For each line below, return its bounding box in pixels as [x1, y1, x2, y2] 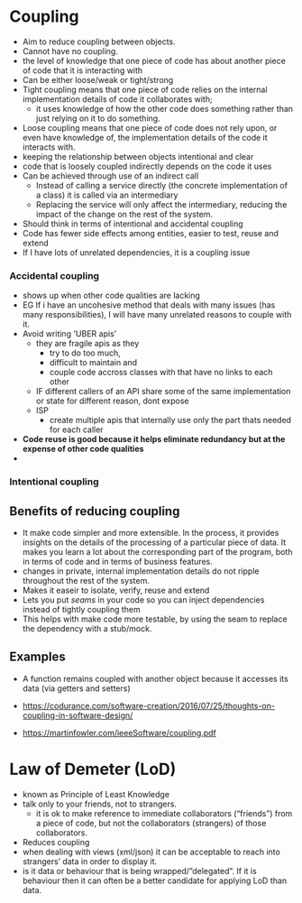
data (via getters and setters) [22, 683, 131, 694]
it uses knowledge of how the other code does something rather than [35, 103, 294, 114]
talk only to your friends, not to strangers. [22, 798, 178, 809]
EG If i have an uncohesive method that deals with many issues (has [22, 299, 276, 310]
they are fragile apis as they [35, 338, 140, 349]
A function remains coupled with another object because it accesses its [22, 673, 288, 684]
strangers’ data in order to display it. [22, 855, 158, 867]
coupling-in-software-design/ [22, 710, 133, 721]
